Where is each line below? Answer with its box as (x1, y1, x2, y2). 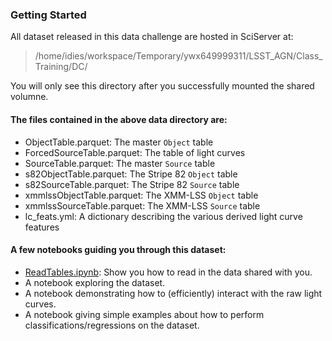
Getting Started (10, 8, 87, 22)
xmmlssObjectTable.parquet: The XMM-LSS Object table (24, 189, 259, 201)
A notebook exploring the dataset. (24, 276, 166, 288)
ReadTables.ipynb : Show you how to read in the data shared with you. (24, 266, 313, 278)
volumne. (10, 91, 49, 103)
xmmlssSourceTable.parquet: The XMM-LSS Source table (24, 199, 261, 212)
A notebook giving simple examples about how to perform (24, 308, 265, 320)
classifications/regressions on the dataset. (24, 319, 200, 331)
